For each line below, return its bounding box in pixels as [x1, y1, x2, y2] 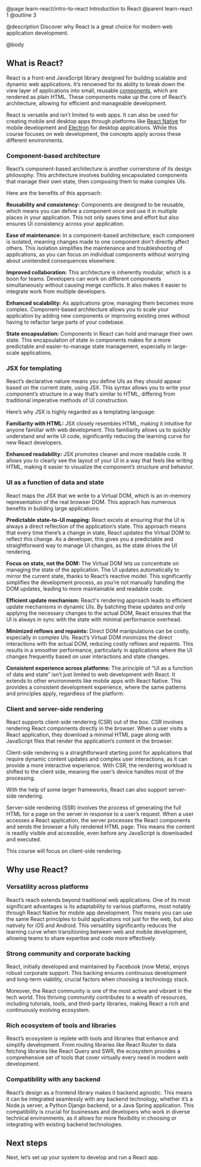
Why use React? [6, 865, 68, 875]
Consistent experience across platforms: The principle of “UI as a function [6, 664, 193, 671]
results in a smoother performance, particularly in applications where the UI [6, 646, 193, 654]
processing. [6, 774, 36, 782]
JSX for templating [6, 364, 62, 373]
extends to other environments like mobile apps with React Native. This [6, 677, 181, 684]
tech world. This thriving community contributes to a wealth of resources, [6, 993, 187, 1001]
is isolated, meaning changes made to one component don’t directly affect [6, 238, 190, 245]
